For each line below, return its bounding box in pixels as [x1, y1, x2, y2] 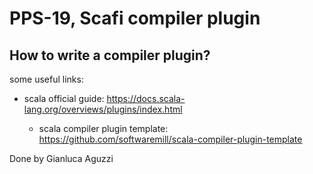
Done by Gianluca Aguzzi [9, 153, 114, 164]
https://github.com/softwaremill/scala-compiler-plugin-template [38, 133, 303, 145]
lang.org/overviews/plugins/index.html [23, 103, 183, 115]
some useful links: [9, 73, 84, 85]
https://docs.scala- [106, 93, 186, 104]
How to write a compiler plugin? [9, 47, 211, 64]
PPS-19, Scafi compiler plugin [9, 7, 261, 30]
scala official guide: [23, 93, 105, 104]
